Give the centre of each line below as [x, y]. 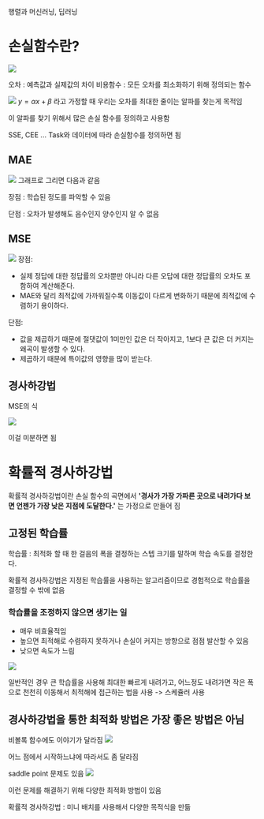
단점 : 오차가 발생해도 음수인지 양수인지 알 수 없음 [84, 213]
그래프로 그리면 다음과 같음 [59, 180]
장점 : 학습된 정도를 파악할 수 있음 [59, 196]
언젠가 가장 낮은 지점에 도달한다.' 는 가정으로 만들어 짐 [99, 506]
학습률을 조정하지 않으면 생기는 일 [68, 612]
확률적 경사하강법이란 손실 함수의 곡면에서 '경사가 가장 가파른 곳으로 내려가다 [125, 496]
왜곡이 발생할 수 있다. [52, 349]
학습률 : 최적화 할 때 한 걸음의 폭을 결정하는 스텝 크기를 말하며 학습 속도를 [120, 554]
